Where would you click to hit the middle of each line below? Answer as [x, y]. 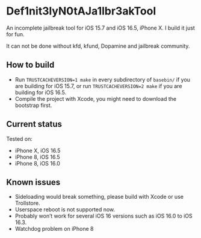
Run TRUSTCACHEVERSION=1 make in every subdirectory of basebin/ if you [103, 79]
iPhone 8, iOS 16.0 [37, 163]
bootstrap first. [33, 105]
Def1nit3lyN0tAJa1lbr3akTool [81, 11]
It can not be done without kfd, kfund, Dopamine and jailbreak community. [98, 46]
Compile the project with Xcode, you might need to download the [95, 98]
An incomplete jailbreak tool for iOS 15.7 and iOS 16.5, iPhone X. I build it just [101, 28]
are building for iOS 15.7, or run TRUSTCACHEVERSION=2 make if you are [98, 86]
